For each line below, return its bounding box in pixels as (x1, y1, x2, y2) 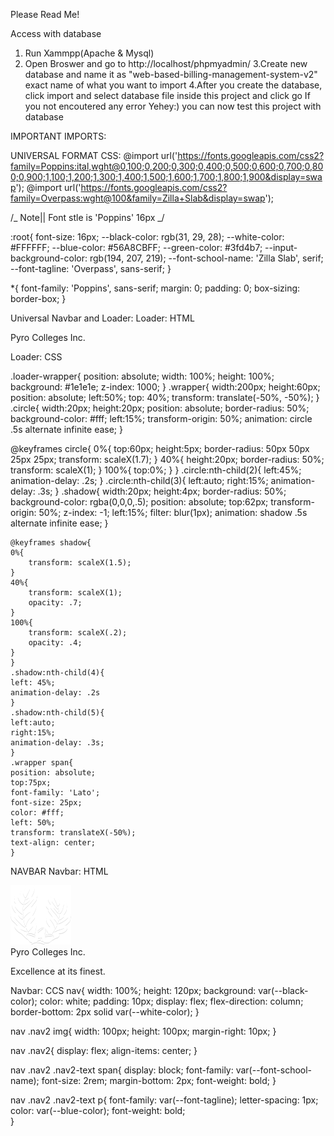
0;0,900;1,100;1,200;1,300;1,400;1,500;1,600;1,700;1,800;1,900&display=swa (10, 171, 323, 183)
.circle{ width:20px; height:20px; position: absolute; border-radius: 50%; (10, 402, 310, 414)
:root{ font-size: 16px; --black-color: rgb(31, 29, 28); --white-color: (10, 231, 285, 243)
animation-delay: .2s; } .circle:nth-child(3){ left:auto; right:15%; (10, 475, 269, 486)
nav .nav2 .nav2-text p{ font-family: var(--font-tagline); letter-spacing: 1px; (10, 1094, 319, 1106)
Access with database (10, 28, 102, 39)
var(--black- (258, 985, 309, 996)
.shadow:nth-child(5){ (10, 708, 105, 718)
